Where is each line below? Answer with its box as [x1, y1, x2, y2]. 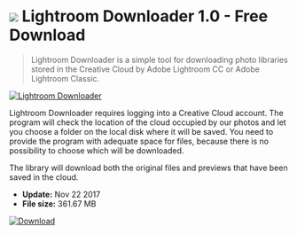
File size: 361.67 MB [21, 198, 97, 209]
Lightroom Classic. [30, 73, 100, 83]
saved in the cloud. [9, 171, 79, 183]
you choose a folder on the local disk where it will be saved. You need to [9, 126, 274, 136]
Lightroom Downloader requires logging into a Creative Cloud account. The [9, 107, 284, 118]
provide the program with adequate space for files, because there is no [9, 136, 269, 146]
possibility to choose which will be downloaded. [9, 144, 184, 156]
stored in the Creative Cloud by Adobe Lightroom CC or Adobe [30, 64, 260, 74]
